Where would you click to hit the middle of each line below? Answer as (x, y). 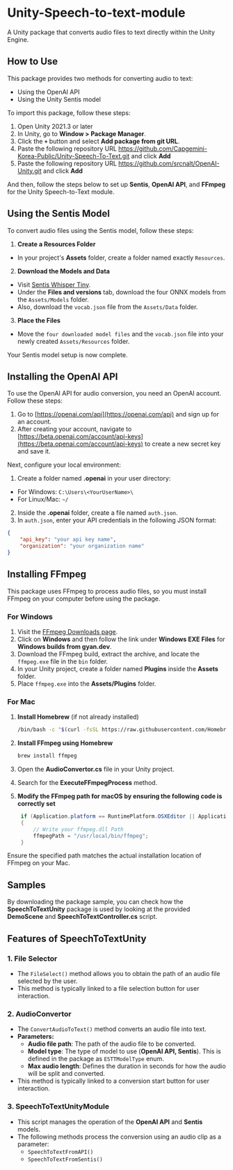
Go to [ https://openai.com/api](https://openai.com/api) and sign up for (118, 414)
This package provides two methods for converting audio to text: (100, 78)
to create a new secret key (183, 444)
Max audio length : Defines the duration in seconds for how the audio (127, 1066)
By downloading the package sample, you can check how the (95, 902)
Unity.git (29, 171)
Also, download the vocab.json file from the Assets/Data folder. (107, 307)
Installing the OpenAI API (63, 376)
